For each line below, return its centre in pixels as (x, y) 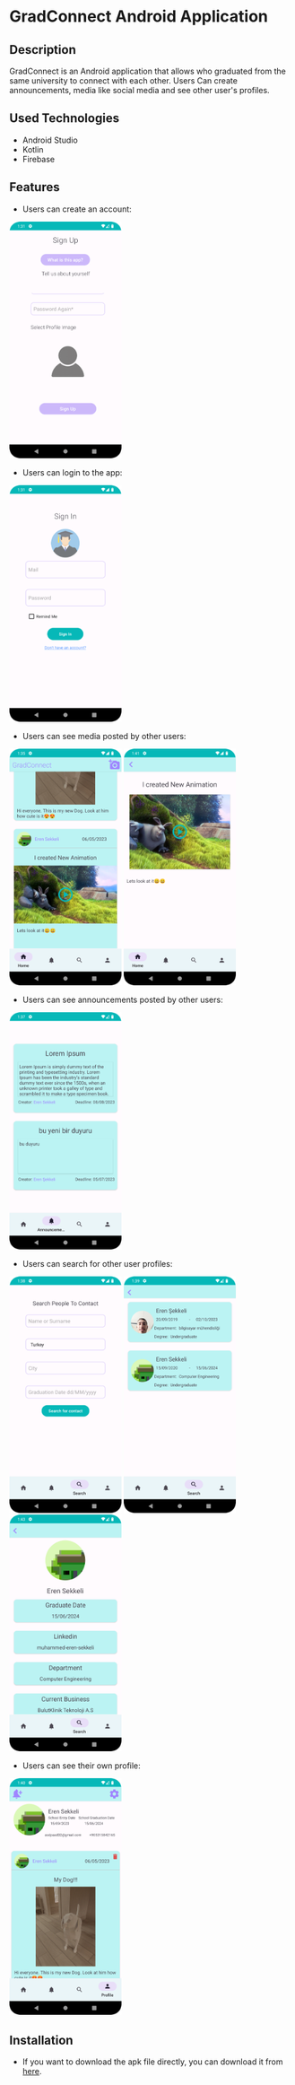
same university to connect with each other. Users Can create (123, 81)
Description (43, 50)
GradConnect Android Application (139, 17)
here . (32, 2072)
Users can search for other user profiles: (97, 1263)
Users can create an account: (77, 209)
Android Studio (50, 140)
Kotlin (33, 149)
